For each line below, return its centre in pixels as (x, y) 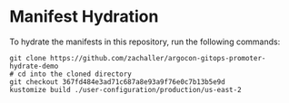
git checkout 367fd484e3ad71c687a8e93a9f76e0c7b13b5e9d (117, 82)
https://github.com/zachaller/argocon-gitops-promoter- (158, 58)
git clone (28, 58)
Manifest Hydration (84, 17)
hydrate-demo (34, 66)
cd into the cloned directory (75, 74)
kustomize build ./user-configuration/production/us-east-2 (126, 89)
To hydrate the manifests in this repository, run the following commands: (145, 42)
